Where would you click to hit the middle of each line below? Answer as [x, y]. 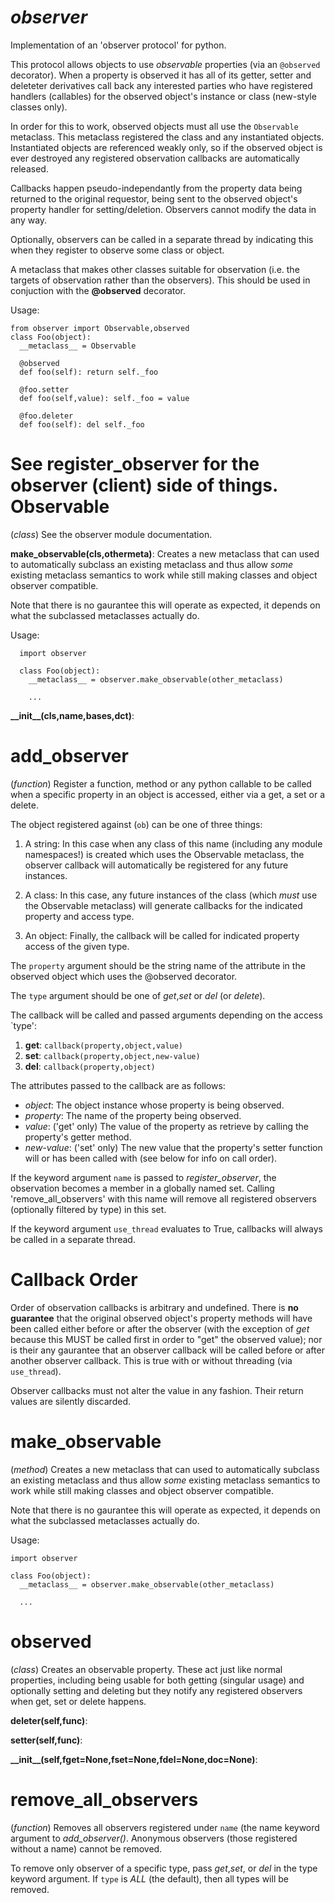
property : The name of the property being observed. [133, 1115]
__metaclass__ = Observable [78, 346]
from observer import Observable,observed [100, 328]
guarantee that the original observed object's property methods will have [161, 1318]
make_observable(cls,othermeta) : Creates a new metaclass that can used [165, 553]
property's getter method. [78, 1137]
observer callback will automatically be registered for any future [156, 865]
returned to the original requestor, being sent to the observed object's [154, 198]
